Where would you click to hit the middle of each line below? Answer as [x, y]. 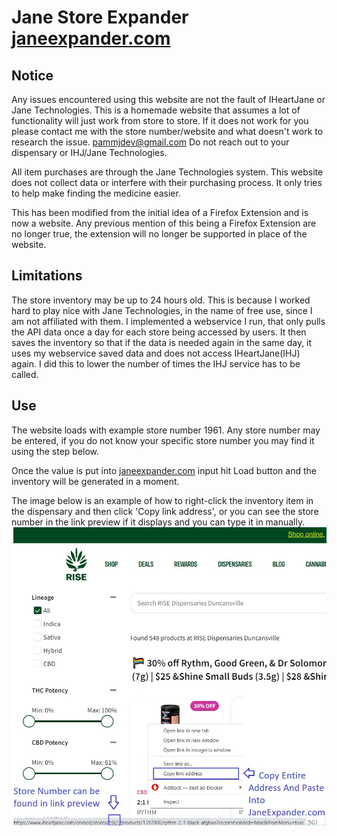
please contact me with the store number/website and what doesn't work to [167, 131]
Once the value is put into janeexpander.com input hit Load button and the [164, 470]
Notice [32, 75]
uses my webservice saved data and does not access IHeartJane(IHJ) [156, 353]
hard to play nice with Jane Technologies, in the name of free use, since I [162, 310]
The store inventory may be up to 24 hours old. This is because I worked [161, 300]
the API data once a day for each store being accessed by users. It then [159, 332]
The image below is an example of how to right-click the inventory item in [162, 500]
